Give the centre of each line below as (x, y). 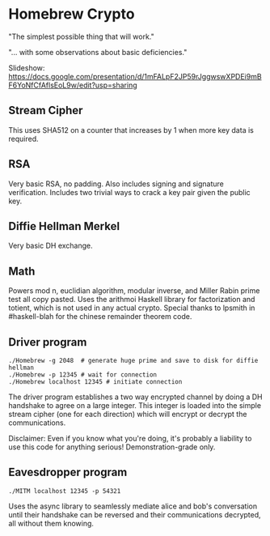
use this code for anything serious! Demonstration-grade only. (112, 447)
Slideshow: (27, 68)
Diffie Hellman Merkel (64, 226)
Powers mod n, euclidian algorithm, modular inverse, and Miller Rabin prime (134, 291)
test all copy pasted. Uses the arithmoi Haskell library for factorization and (132, 300)
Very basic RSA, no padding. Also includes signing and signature (116, 184)
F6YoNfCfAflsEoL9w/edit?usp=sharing (73, 85)
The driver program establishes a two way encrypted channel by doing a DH (135, 397)
